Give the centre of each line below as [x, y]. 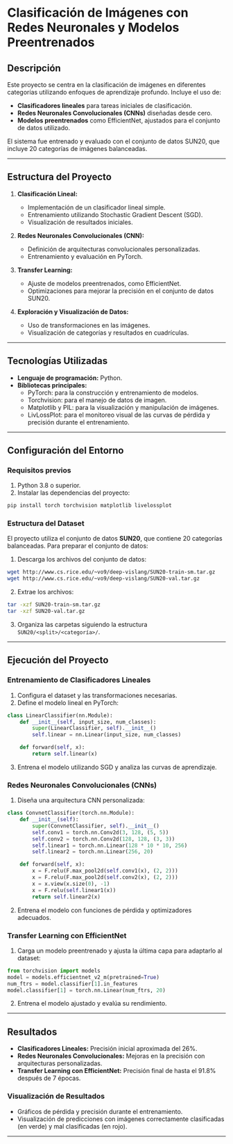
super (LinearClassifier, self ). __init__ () [94, 729]
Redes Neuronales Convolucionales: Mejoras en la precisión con [111, 1056]
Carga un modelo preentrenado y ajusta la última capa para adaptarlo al [120, 951]
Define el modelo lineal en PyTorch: [68, 702]
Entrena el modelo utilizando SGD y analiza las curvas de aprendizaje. [117, 767]
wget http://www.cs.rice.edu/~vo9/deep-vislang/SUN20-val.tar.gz [103, 579]
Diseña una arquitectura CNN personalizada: [81, 800]
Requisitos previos [39, 470]
